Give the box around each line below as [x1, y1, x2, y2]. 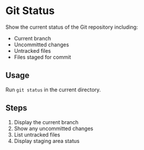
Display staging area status [13, 137, 80, 144]
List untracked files [13, 131, 60, 138]
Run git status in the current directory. [5, 86, 101, 93]
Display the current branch [13, 118, 79, 125]
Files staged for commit [13, 53, 71, 60]
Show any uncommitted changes [13, 125, 94, 132]
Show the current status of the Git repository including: [5, 23, 138, 30]
